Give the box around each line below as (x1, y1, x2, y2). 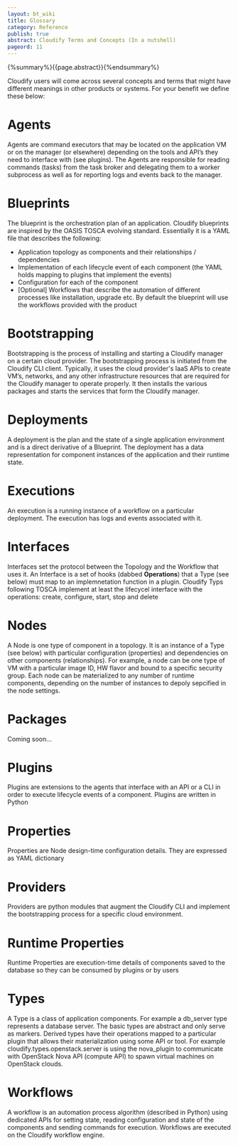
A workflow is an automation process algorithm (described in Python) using (7, 1108, 229, 1117)
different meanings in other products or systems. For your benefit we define (7, 85, 229, 92)
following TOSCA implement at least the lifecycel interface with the (7, 584, 203, 594)
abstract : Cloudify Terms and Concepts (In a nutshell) (7, 37, 176, 44)
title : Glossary (7, 17, 55, 24)
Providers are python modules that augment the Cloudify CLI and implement (7, 902, 230, 911)
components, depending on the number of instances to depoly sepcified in (7, 678, 226, 687)
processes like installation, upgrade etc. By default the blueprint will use (17, 293, 229, 301)
